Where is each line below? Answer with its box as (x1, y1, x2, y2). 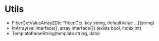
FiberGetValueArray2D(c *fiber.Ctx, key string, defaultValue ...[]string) (11, 20, 155, 26)
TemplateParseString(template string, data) (11, 30, 100, 36)
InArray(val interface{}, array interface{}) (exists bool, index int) (11, 25, 142, 31)
